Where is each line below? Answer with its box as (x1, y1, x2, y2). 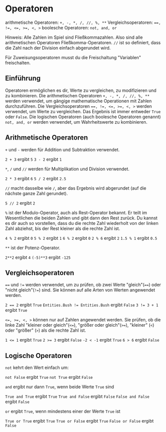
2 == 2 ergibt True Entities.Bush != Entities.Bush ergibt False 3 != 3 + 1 (5, 302, 159, 308)
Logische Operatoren (5, 351, 72, 360)
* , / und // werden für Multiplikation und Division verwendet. (5, 166, 130, 172)
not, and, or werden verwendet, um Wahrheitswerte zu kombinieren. (5, 119, 148, 125)
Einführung (5, 74, 41, 82)
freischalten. (5, 60, 31, 66)
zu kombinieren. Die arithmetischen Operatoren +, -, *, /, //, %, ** (5, 92, 150, 98)
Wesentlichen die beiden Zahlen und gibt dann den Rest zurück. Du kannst (5, 215, 158, 221)
